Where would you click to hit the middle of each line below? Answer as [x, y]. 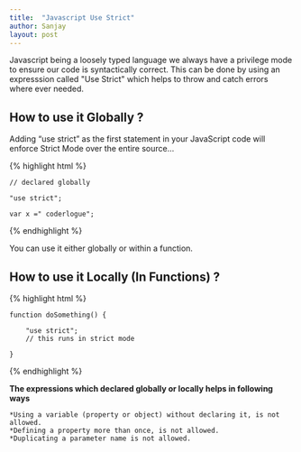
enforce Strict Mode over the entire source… [92, 149]
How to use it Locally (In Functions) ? [115, 277]
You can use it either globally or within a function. [101, 248]
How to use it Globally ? [77, 117]
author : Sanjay [38, 26]
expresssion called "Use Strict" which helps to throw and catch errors [139, 79]
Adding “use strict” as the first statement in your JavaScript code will [137, 139]
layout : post [34, 34]
